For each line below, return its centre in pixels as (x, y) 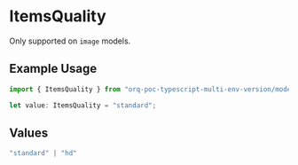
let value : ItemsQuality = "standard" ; (83, 105)
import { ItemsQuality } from (65, 89)
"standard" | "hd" (43, 153)
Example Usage (53, 69)
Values (29, 133)
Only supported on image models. (70, 41)
